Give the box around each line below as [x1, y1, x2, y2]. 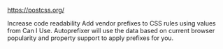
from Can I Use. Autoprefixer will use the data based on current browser [7, 27, 215, 35]
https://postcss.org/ [7, 6, 65, 14]
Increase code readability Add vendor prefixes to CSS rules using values [7, 19, 216, 27]
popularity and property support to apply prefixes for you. [7, 34, 174, 42]
